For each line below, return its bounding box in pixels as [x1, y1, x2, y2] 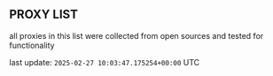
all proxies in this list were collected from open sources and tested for [9, 30, 264, 41]
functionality [9, 40, 55, 50]
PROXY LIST [9, 7, 78, 22]
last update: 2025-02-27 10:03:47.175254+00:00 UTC [9, 57, 200, 67]
